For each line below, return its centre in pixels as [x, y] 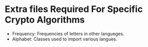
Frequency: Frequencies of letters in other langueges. [68, 33]
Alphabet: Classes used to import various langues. [65, 39]
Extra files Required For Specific [74, 9]
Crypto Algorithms [45, 20]
